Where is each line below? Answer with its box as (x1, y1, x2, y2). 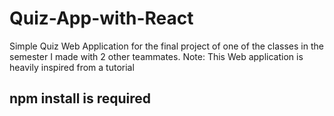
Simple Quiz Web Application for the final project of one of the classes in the (9, 40, 324, 52)
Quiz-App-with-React (9, 7, 194, 30)
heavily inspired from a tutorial (9, 61, 135, 73)
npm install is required (9, 90, 152, 107)
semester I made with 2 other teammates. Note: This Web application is (9, 50, 304, 62)
